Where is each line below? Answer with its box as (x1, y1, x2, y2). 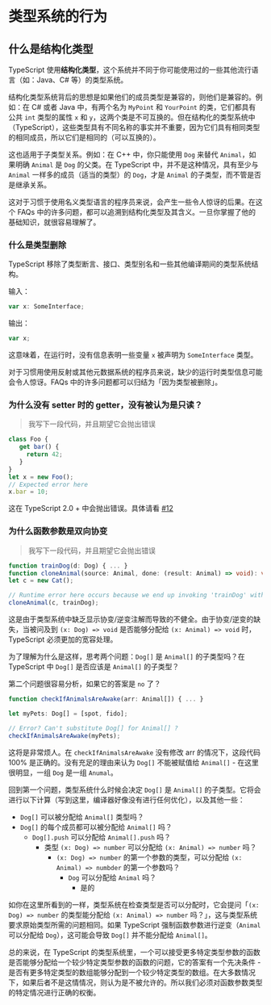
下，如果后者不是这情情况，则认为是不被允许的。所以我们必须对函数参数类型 (8, 978, 263, 987)
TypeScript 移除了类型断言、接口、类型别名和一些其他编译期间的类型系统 (8, 259, 252, 269)
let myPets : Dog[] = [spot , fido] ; (8, 710, 128, 718)
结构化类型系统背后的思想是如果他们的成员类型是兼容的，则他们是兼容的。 (8, 92, 256, 102)
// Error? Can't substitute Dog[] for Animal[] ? (8, 724, 179, 732)
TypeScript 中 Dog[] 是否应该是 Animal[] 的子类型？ (8, 662, 180, 672)
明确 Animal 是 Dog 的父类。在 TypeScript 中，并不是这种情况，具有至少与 (15, 160, 259, 170)
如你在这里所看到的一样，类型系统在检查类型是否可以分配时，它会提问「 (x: (8, 899, 260, 909)
